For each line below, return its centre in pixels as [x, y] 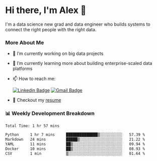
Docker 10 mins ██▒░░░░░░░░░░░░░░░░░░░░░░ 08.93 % [75, 149]
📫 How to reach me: [34, 79]
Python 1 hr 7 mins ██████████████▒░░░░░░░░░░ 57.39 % [75, 135]
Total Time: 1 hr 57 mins [32, 126]
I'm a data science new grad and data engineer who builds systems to [78, 24]
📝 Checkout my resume [37, 100]
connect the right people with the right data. [51, 29]
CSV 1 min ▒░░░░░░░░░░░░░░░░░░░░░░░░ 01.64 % [75, 153]
